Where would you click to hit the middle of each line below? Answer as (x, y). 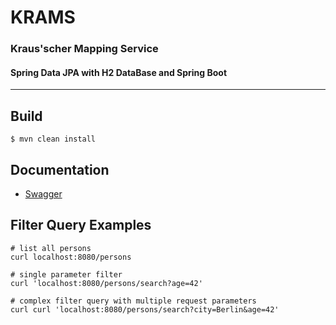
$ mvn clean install (53, 139)
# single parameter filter (66, 274)
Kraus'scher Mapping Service (84, 49)
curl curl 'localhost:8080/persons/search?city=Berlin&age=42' (145, 309)
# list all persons (51, 248)
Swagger (43, 193)
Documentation (60, 169)
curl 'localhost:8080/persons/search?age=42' (106, 283)
